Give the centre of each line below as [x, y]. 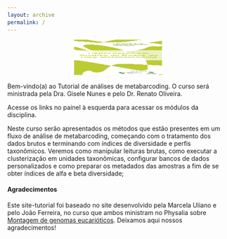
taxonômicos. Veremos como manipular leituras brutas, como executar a [112, 151]
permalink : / [26, 22]
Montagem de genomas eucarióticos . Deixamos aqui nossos [95, 220]
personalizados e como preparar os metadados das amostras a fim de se [113, 166]
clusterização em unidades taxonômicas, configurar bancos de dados [108, 158]
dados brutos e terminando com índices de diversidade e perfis [99, 143]
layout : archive [31, 15]
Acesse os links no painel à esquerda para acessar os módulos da [103, 107]
